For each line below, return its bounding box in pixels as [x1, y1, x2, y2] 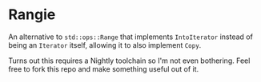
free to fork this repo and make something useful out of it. [8, 64, 199, 73]
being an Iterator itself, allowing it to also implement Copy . [8, 40, 202, 49]
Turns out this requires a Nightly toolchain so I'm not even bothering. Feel [8, 56, 251, 65]
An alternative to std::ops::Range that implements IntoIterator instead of [8, 32, 254, 41]
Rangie [8, 6, 56, 24]
